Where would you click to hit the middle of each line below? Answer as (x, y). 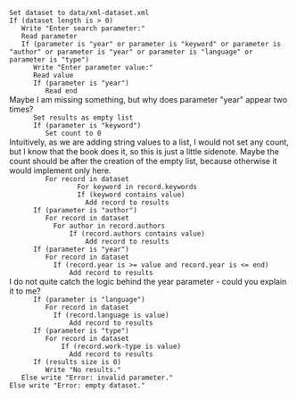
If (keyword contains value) (131, 195)
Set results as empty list (83, 118)
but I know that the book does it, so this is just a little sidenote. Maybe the (144, 151)
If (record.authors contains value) (137, 234)
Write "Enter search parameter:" (83, 29)
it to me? (25, 291)
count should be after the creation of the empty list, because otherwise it (143, 161)
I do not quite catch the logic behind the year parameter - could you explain (148, 282)
